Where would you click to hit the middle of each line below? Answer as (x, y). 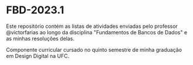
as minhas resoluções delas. (40, 38)
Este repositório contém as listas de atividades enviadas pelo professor (92, 26)
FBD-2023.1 (35, 10)
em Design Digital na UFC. (38, 56)
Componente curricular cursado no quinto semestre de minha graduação (94, 49)
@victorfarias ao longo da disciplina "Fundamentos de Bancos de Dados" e (97, 32)
